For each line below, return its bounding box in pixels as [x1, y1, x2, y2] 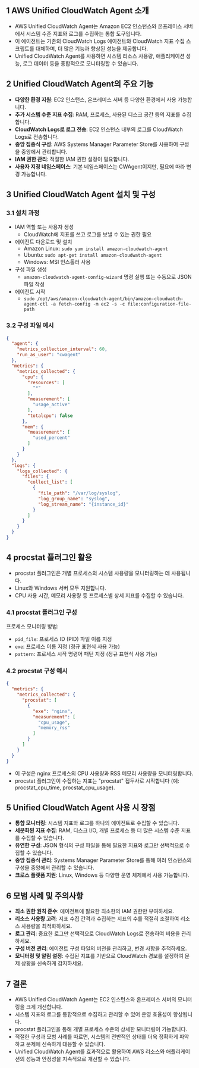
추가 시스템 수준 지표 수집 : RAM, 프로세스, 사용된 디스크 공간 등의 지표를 [14, 111, 181, 118]
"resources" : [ [27, 379, 65, 385]
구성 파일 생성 [14, 266, 47, 273]
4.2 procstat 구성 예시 [6, 667, 68, 675]
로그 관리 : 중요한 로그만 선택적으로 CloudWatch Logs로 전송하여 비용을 [14, 930, 180, 937]
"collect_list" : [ [27, 479, 73, 485]
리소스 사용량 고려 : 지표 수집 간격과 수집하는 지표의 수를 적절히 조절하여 [14, 915, 179, 922]
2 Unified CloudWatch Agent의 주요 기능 [6, 79, 154, 89]
